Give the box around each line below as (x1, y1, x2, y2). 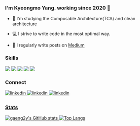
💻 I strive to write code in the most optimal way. (12, 31, 110, 37)
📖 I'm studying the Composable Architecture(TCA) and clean (12, 16, 136, 22)
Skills (5, 54, 19, 61)
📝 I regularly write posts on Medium (12, 42, 85, 48)
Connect (5, 79, 26, 85)
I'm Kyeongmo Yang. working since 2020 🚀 (5, 4, 111, 11)
